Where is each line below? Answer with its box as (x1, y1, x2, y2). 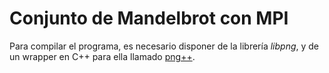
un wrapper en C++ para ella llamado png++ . (9, 50, 196, 62)
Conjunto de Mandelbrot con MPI (9, 7, 289, 30)
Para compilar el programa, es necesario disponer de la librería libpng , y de (9, 40, 320, 52)
